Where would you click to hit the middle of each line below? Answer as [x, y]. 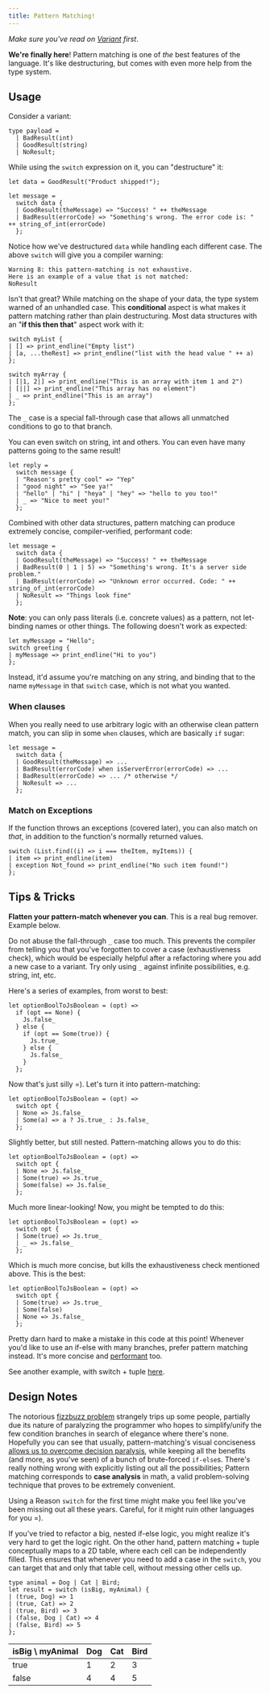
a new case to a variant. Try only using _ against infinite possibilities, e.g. [129, 966]
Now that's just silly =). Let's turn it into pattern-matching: [104, 1084]
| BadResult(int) [45, 138]
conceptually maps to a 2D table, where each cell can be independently [128, 1550]
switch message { [45, 473]
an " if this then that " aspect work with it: [76, 324]
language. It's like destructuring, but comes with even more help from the [130, 63]
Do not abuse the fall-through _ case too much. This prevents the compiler [132, 940]
